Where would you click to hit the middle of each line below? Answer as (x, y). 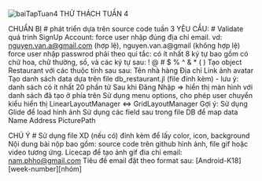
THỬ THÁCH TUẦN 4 (94, 14)
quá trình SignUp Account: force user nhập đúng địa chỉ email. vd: (115, 37)
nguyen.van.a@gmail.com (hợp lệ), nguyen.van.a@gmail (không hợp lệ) (124, 45)
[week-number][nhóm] (45, 169)
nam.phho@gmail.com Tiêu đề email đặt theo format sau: (101, 161)
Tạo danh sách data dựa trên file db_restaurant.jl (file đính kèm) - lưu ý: (124, 79)
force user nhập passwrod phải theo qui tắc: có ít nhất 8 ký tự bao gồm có (128, 54)
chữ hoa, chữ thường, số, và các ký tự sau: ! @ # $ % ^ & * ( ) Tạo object (125, 62)
